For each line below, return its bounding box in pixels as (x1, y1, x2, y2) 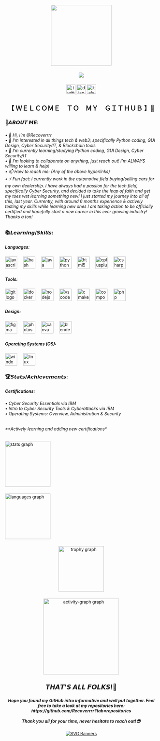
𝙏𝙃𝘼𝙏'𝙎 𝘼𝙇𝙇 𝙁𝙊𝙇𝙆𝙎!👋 (45, 683, 117, 691)
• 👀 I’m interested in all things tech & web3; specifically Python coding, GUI (5, 137, 156, 143)
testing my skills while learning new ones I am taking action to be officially (5, 203, 153, 209)
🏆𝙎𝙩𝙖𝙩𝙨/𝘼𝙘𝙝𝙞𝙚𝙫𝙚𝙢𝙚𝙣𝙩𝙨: (5, 373, 68, 380)
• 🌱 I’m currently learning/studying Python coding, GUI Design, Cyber (5, 148, 144, 153)
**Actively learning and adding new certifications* (5, 426, 107, 432)
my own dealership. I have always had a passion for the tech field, (5, 183, 138, 189)
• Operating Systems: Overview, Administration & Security (5, 411, 121, 417)
